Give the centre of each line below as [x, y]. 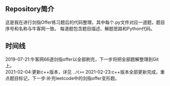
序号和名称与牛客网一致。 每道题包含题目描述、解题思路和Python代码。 [80, 28]
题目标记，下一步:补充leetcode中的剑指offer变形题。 [64, 78]
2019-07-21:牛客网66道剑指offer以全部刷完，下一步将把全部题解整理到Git [82, 59]
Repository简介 [30, 9]
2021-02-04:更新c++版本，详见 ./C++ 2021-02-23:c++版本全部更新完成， [83, 72]
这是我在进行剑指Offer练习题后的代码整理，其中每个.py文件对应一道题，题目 [85, 22]
